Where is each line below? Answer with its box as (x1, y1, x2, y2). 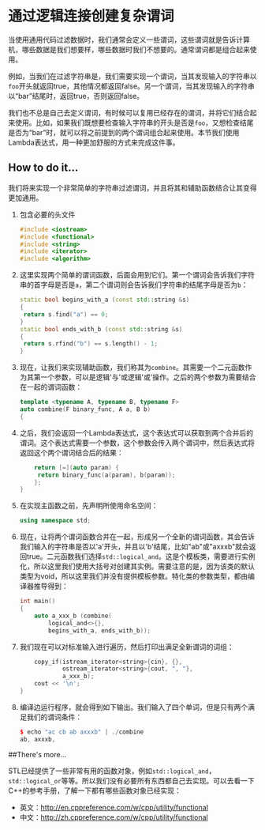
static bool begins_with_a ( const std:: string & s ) (19, 296, 190, 304)
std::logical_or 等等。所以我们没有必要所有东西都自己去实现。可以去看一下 (8, 775, 255, 785)
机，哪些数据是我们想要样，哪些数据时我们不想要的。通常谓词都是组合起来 (8, 44, 250, 54)
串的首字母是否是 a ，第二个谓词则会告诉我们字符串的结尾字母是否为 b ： (19, 280, 248, 289)
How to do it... (8, 161, 79, 175)
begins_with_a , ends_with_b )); (48, 626, 151, 635)
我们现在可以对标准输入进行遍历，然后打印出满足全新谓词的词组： (19, 642, 234, 651)
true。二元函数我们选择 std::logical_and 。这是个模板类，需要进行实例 (26, 552, 256, 561)
